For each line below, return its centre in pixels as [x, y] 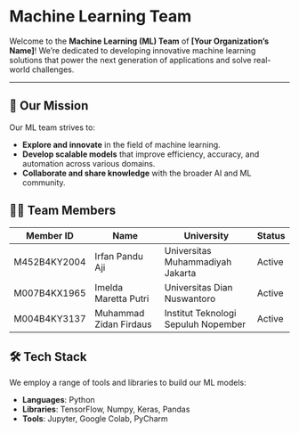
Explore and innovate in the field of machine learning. [121, 144]
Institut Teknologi [200, 313]
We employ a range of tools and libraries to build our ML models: [128, 383]
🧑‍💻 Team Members [63, 211]
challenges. [53, 69]
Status [271, 235]
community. [44, 182]
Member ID [50, 235]
